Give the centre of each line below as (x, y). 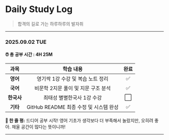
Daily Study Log (39, 9)
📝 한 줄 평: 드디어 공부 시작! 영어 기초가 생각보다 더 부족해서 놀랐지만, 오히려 (79, 121)
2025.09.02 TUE (26, 42)
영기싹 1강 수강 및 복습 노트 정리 (73, 79)
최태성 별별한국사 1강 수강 (73, 98)
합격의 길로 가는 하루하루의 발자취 (51, 24)
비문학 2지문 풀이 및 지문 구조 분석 (73, 88)
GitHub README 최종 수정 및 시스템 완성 (73, 107)
